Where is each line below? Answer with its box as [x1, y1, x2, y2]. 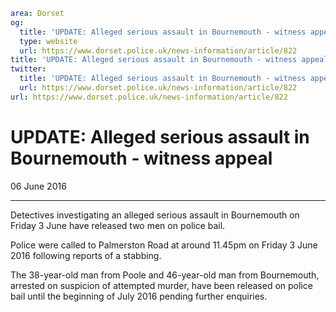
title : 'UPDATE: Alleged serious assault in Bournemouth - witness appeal [10, 55, 329, 65]
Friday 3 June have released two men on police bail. [10, 219, 226, 231]
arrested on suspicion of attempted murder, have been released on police [10, 279, 313, 291]
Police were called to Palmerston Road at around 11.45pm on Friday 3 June [10, 239, 318, 251]
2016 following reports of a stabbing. [10, 249, 162, 261]
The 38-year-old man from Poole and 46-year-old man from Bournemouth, [10, 269, 320, 281]
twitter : [10, 64, 47, 74]
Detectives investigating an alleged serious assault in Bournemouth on [10, 209, 300, 221]
